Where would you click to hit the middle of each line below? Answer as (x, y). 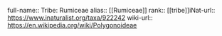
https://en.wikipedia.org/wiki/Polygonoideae (72, 25)
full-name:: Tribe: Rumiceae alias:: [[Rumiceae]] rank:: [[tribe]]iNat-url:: (111, 10)
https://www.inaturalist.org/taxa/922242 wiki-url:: (80, 18)
